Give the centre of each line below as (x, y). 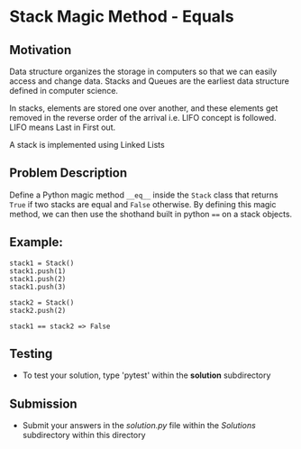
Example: (36, 242)
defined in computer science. (64, 91)
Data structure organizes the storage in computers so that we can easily (143, 71)
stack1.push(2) (38, 279)
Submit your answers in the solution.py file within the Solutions (139, 426)
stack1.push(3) (38, 287)
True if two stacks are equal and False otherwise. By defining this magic (143, 204)
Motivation (41, 50)
